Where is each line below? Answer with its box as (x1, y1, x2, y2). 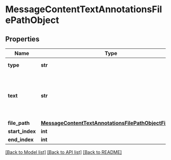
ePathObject (5, 14, 60, 26)
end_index (8, 136, 34, 143)
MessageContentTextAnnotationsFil (5, 4, 162, 15)
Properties (5, 35, 40, 43)
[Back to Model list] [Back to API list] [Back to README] (5, 149, 122, 155)
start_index (8, 128, 36, 135)
